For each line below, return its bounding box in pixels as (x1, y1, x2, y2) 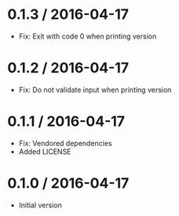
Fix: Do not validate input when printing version (18, 85, 172, 94)
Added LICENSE (18, 147, 71, 156)
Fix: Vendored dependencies (18, 138, 112, 148)
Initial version (18, 200, 62, 210)
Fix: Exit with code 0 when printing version (18, 31, 157, 41)
